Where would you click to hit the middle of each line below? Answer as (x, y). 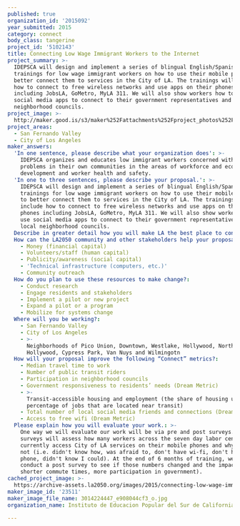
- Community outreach (52, 273)
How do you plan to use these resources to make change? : (102, 279)
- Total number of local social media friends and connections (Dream (127, 412)
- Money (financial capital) (64, 246)
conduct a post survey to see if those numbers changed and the (118, 465)
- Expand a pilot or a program (67, 306)
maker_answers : (30, 147)
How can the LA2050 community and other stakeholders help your (111, 240)
